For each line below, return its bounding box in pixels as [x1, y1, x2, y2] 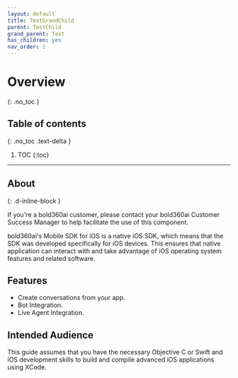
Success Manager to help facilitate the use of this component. [7, 218, 189, 226]
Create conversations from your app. [17, 294, 125, 302]
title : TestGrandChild [7, 17, 74, 24]
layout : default [7, 10, 55, 18]
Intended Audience [7, 329, 94, 341]
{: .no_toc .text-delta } [7, 136, 72, 145]
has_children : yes [7, 37, 62, 44]
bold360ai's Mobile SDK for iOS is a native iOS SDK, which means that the [7, 231, 224, 240]
